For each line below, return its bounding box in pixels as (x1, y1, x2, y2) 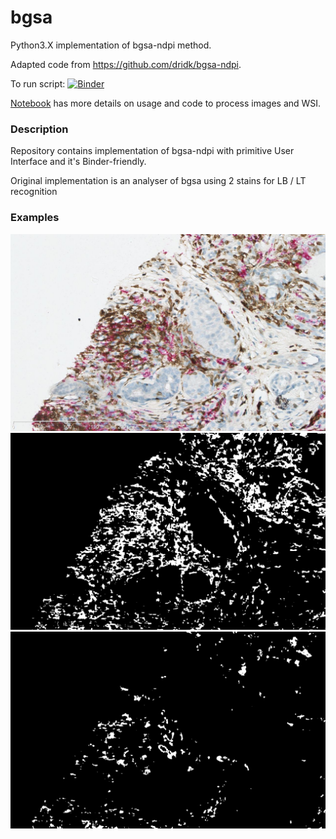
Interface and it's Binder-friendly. (10, 156, 147, 168)
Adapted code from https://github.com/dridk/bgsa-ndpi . (10, 58, 242, 70)
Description (10, 122, 69, 136)
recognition (10, 186, 58, 198)
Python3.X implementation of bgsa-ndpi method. (10, 39, 212, 51)
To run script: (10, 77, 66, 90)
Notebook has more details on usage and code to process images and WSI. (10, 97, 322, 109)
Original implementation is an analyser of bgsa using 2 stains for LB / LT (10, 175, 307, 187)
